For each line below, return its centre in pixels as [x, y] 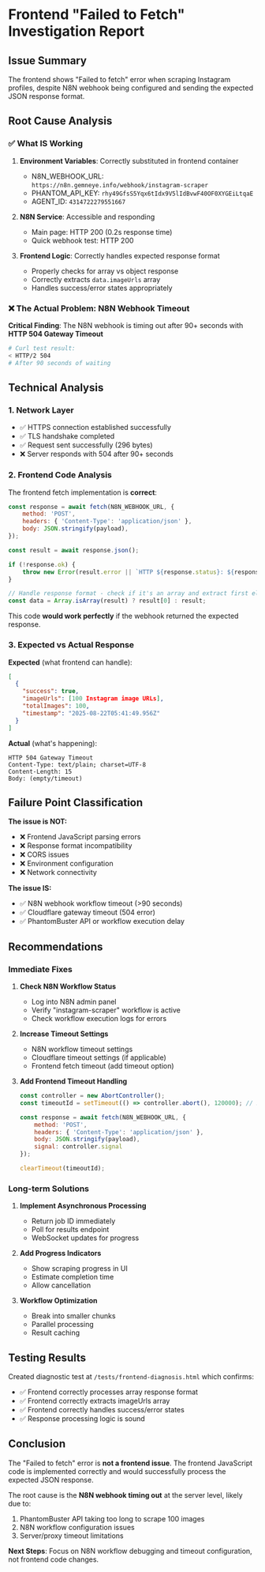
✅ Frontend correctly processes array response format [109, 1392]
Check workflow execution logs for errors [99, 1019]
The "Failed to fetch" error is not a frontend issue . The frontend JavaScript [131, 1463]
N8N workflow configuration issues [77, 1527]
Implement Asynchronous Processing [83, 1206]
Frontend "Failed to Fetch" [97, 15]
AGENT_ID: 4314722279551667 [78, 201]
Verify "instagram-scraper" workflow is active [106, 1010]
